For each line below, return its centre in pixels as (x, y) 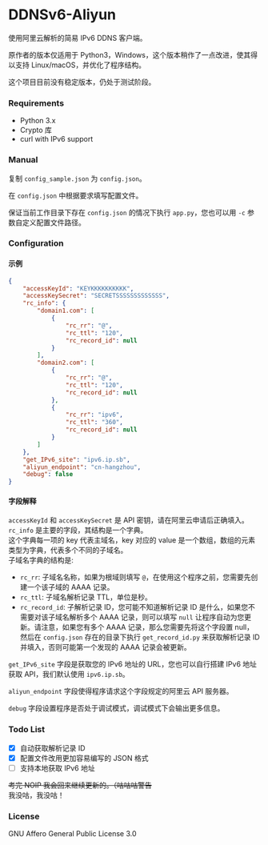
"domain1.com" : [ (66, 311)
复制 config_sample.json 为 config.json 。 (77, 178)
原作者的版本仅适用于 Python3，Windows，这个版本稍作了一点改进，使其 (130, 54)
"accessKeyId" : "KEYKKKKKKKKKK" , (78, 288)
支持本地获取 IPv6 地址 (57, 768)
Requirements (36, 103)
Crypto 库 (36, 130)
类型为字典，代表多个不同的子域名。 (68, 551)
